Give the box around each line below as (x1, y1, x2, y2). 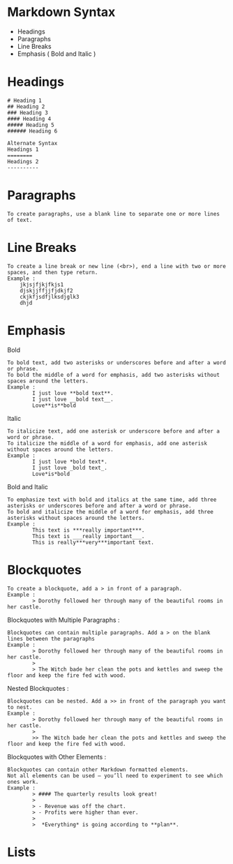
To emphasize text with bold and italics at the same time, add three (7, 496, 217, 503)
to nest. (7, 703, 33, 710)
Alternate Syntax (7, 140, 58, 147)
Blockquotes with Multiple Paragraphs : (7, 616, 120, 624)
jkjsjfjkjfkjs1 (20, 281, 64, 288)
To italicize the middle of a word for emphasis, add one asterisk (7, 440, 208, 447)
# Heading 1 (7, 97, 42, 104)
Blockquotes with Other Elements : (7, 752, 107, 761)
